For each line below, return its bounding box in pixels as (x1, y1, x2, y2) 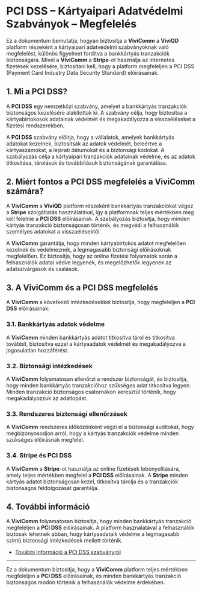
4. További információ (6, 501, 90, 512)
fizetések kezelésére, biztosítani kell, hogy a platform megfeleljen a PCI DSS (6, 62, 195, 70)
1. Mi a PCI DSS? (6, 86, 68, 97)
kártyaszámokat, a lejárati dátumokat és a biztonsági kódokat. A (6, 146, 165, 153)
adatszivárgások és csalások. (6, 265, 79, 272)
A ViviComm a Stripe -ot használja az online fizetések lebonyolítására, (6, 465, 180, 472)
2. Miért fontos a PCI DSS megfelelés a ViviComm (6, 177, 195, 187)
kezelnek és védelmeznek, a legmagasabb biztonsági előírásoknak (6, 246, 171, 253)
